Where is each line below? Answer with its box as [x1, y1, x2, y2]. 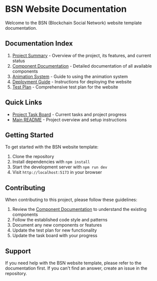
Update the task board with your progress [12, 233, 98, 239]
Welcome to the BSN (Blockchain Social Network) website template [5, 20, 142, 26]
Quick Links [5, 98, 42, 107]
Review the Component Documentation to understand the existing [12, 206, 147, 212]
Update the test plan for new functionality [12, 227, 97, 233]
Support [5, 247, 31, 255]
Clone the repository [12, 154, 54, 160]
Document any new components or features [12, 222, 102, 228]
